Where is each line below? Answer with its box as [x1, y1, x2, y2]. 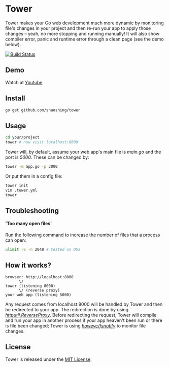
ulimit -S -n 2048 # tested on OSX [5, 247, 81, 252]
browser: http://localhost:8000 [5, 274, 74, 279]
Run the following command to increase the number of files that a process [5, 232, 160, 238]
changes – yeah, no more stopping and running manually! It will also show [5, 30, 160, 36]
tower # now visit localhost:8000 [5, 140, 79, 145]
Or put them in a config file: [5, 173, 62, 179]
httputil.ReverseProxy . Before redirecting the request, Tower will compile [5, 312, 157, 318]
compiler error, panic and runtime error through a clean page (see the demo [5, 36, 164, 42]
